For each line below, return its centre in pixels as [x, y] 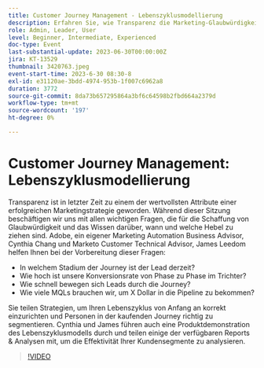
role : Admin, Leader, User [52, 30]
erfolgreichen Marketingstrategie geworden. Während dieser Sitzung [119, 210]
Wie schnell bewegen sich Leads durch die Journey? [105, 284]
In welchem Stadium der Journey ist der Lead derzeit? [107, 267]
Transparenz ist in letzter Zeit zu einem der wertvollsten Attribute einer [123, 202]
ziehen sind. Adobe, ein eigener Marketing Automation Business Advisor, [126, 235]
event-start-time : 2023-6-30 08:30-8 [70, 74]
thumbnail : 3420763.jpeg [49, 67]
